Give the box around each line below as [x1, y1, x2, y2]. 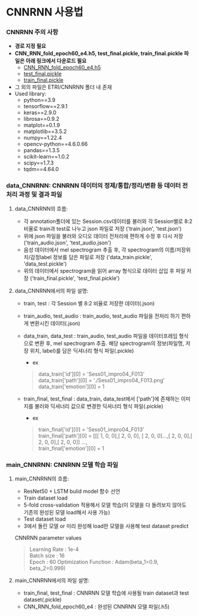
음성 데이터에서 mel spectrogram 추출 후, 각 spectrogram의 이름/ [23, 246, 177, 253]
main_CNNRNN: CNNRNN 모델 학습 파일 [6, 460, 118, 469]
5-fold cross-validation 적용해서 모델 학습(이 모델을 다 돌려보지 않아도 [23, 501, 187, 509]
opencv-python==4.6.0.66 [23, 140, 88, 148]
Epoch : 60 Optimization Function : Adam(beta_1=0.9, [29, 559, 158, 566]
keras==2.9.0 [23, 109, 57, 116]
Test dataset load [23, 515, 66, 523]
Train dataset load [23, 495, 68, 502]
